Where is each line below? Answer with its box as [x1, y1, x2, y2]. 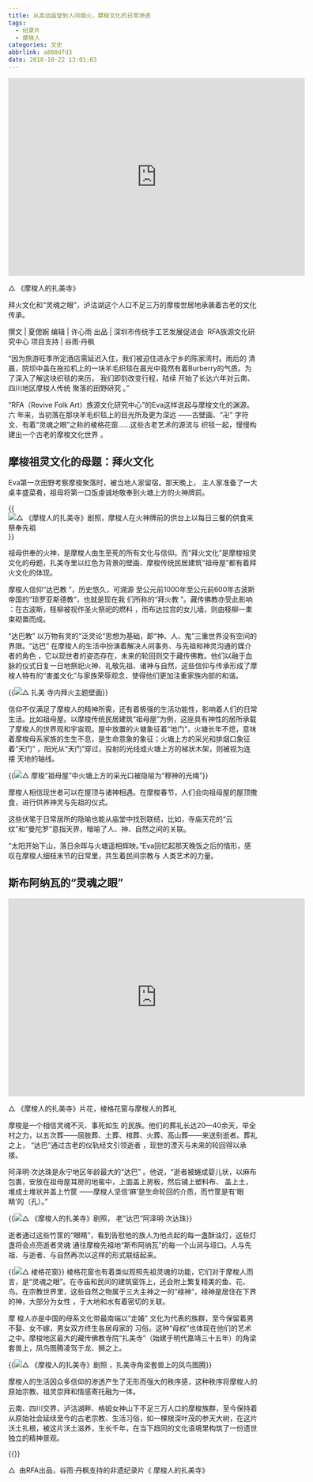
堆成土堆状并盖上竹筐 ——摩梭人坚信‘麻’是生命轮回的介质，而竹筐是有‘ [8, 1187, 237, 1196]
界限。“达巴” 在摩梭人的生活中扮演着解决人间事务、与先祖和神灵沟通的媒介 [8, 640, 252, 650]
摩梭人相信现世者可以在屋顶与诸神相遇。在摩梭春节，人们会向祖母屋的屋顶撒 [8, 787, 258, 796]
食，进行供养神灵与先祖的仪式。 [8, 797, 112, 807]
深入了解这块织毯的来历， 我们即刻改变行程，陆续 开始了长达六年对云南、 [14, 373, 255, 382]
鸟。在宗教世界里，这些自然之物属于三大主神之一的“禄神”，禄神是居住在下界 [8, 1286, 257, 1296]
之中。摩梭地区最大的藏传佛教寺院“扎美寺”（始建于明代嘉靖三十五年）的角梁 [8, 1333, 257, 1343]
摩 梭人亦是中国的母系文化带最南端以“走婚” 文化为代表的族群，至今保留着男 [8, 1313, 255, 1323]
